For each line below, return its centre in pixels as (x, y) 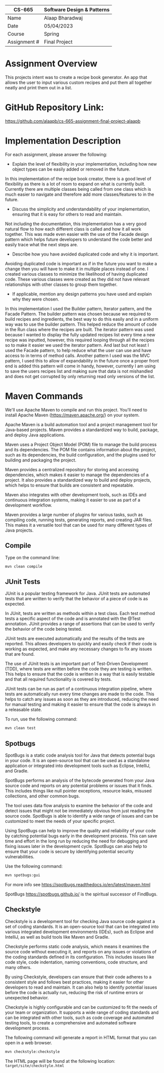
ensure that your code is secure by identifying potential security (69, 851)
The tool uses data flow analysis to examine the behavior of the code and (79, 805)
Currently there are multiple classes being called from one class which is (78, 189)
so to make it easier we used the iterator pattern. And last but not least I (77, 345)
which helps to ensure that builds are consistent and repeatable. (70, 485)
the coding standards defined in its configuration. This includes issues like (80, 957)
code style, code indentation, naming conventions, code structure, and (76, 962)
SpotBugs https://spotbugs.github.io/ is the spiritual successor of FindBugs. (81, 894)
